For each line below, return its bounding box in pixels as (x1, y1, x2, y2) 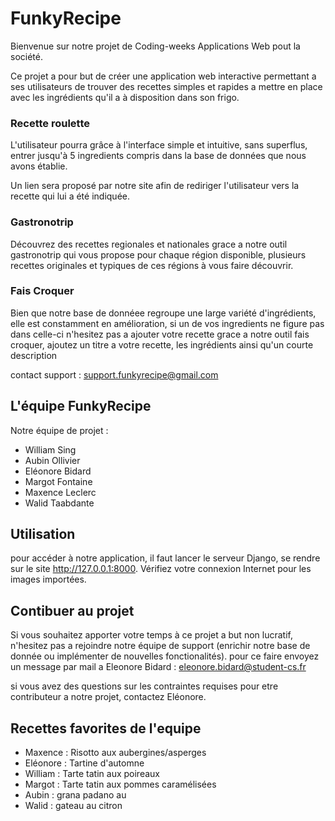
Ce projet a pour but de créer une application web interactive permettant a (10, 70, 317, 82)
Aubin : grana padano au (24, 789, 127, 801)
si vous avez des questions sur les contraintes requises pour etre (10, 680, 279, 692)
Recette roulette (10, 116, 90, 130)
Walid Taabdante (24, 497, 95, 509)
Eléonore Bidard (24, 465, 92, 477)
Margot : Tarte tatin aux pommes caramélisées (24, 778, 217, 791)
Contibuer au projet (10, 602, 135, 619)
